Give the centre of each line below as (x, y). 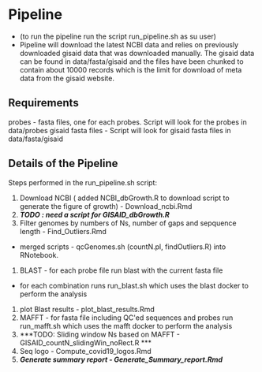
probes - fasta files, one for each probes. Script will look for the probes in (127, 122)
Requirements (43, 103)
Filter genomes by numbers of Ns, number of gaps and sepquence (128, 223)
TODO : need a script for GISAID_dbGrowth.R (94, 214)
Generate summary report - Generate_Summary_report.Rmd (121, 359)
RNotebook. (39, 255)
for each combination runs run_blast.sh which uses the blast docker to (134, 285)
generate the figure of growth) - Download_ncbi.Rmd (106, 206)
